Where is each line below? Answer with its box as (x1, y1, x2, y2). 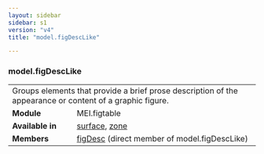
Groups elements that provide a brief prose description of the (12, 85, 238, 96)
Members (12, 133, 49, 144)
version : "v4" (8, 26, 55, 34)
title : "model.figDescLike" (8, 33, 101, 41)
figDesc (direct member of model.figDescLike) (76, 133, 249, 144)
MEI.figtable (76, 107, 122, 118)
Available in (12, 120, 57, 131)
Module (12, 107, 42, 118)
